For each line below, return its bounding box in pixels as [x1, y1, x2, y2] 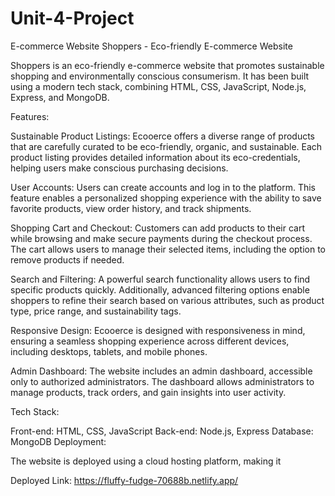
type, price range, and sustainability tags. [10, 305, 182, 317]
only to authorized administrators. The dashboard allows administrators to [10, 375, 315, 387]
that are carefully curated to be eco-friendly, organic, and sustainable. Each [10, 140, 323, 152]
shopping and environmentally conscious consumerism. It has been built [10, 70, 310, 82]
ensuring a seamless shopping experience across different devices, [10, 335, 290, 347]
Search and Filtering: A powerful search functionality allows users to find [10, 273, 311, 285]
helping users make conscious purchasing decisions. [10, 162, 229, 174]
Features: [10, 110, 50, 122]
